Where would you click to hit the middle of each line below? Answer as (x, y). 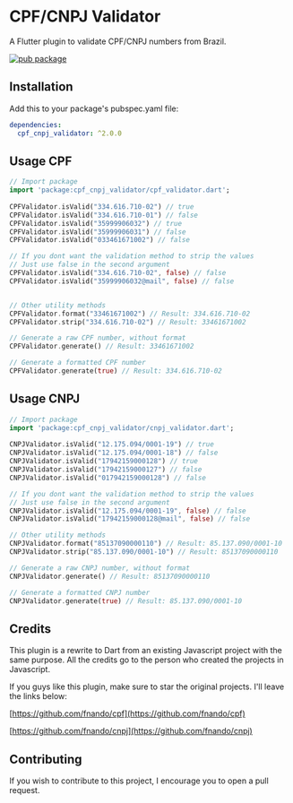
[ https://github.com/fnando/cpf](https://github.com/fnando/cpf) (128, 713)
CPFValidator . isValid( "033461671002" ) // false (100, 240)
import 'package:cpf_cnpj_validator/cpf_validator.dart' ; (120, 190)
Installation (41, 87)
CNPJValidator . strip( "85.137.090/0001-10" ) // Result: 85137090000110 (144, 552)
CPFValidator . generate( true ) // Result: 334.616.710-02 (116, 371)
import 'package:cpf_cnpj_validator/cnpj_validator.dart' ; (122, 427)
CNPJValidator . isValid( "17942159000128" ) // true (104, 462)
